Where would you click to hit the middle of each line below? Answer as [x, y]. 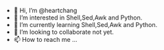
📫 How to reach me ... [45, 40]
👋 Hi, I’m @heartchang [45, 10]
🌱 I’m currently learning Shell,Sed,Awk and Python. [85, 25]
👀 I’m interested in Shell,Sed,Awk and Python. [78, 18]
